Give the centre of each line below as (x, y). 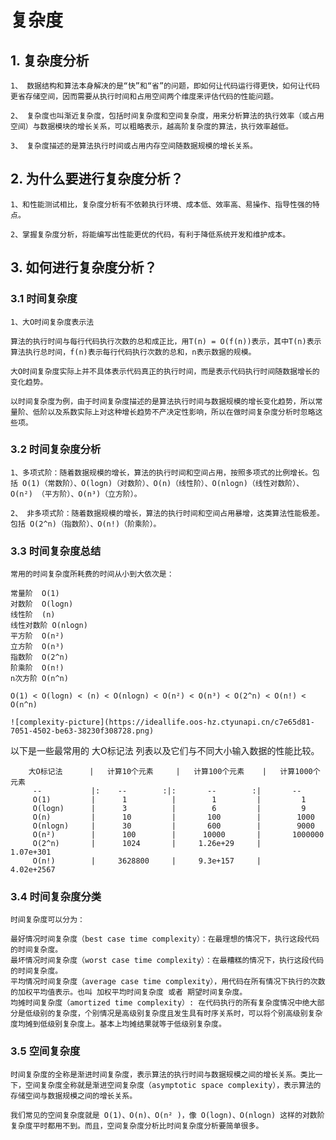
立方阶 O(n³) (37, 647)
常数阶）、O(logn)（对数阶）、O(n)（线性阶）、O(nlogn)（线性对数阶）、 (176, 483)
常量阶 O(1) (35, 594)
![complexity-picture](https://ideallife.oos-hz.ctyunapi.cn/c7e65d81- (162, 722)
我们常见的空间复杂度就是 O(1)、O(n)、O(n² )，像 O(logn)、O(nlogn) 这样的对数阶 (167, 1115)
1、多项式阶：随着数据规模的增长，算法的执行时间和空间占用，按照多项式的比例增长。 (161, 472)
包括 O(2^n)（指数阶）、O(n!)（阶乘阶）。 (86, 524)
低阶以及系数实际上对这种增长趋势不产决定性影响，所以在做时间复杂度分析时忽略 (174, 412)
